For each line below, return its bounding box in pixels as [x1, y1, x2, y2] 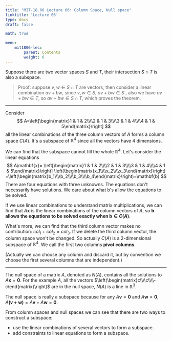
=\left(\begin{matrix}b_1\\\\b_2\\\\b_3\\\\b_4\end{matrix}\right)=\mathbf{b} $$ [5, 173, 167, 179]
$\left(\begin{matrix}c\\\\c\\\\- [94, 277, 156, 284]
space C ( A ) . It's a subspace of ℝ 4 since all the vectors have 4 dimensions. [5, 136, 162, 144]
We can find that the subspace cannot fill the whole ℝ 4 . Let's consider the [5, 148, 161, 154]
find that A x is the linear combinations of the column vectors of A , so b [5, 207, 155, 213]
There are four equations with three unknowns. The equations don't [5, 181, 148, 187]
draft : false [5, 22, 33, 27]
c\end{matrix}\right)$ [5, 284, 50, 290]
